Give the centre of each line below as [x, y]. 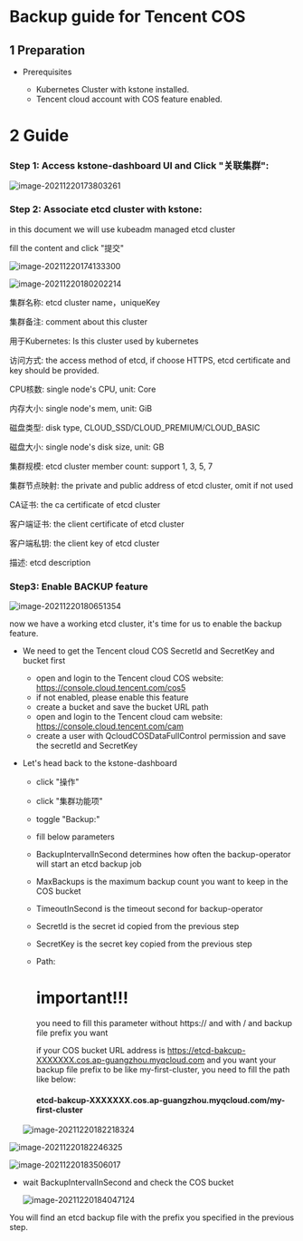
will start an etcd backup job [89, 864]
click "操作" [57, 782]
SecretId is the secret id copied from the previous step [137, 926]
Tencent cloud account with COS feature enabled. [129, 99]
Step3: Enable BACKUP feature [79, 587]
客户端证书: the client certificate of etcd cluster [97, 524]
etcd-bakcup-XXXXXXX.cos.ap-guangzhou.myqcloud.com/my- [161, 1100]
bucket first [44, 661]
